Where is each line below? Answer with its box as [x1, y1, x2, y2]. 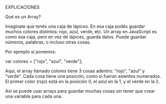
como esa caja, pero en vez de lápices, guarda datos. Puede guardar [5, 34, 147, 40]
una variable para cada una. [5, 94, 63, 99]
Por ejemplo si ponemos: [5, 49, 56, 54]
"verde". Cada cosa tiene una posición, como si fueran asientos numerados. [5, 73, 162, 79]
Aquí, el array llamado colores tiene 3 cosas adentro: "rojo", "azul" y [5, 68, 145, 74]
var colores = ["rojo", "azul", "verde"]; [5, 58, 83, 64]
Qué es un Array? [5, 14, 41, 19]
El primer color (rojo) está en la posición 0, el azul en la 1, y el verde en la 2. [5, 79, 160, 84]
